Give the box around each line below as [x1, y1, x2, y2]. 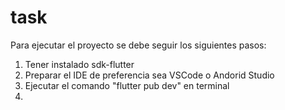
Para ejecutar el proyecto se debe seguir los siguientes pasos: [10, 39, 267, 51]
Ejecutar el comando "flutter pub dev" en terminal [24, 79, 230, 91]
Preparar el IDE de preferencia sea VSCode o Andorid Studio [24, 69, 275, 81]
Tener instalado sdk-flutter [24, 58, 135, 70]
